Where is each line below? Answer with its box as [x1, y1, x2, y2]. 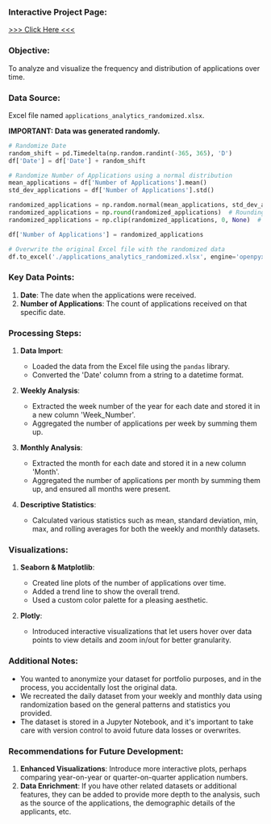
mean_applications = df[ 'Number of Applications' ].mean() [8, 179, 207, 187]
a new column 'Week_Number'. [31, 410, 135, 419]
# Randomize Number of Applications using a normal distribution [8, 171, 232, 179]
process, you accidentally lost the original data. [19, 682, 177, 692]
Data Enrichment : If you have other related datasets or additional [19, 780, 237, 790]
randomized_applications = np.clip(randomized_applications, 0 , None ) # [8, 216, 262, 224]
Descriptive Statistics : [19, 499, 97, 509]
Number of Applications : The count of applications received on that [19, 298, 248, 309]
